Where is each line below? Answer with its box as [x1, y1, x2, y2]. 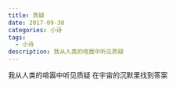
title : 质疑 [8, 11, 45, 20]
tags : [8, 33, 26, 42]
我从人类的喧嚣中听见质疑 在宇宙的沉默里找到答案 [8, 71, 168, 79]
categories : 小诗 [8, 26, 63, 34]
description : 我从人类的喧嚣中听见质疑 [8, 48, 124, 56]
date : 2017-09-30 [8, 19, 65, 27]
